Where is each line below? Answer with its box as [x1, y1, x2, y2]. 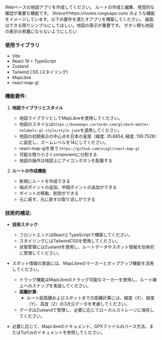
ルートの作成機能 [12, 168, 46, 174]
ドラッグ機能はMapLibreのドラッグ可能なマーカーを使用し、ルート [19, 276, 153, 282]
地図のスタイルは [19, 121, 54, 127]
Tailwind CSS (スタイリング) [12, 69, 69, 75]
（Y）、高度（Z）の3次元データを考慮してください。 [26, 301, 130, 307]
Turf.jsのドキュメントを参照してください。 [20, 329, 105, 335]
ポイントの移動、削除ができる [19, 190, 79, 196]
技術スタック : [12, 221, 39, 227]
